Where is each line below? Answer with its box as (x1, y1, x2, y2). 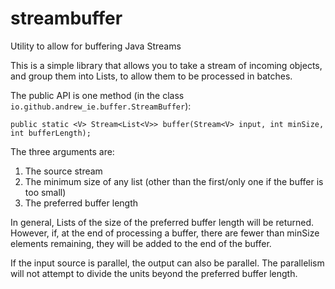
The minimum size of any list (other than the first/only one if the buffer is (24, 175, 324, 187)
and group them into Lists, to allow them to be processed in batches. (10, 70, 293, 82)
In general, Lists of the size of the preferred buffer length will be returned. (10, 216, 315, 228)
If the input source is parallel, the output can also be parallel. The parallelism (10, 257, 325, 269)
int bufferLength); (10, 128, 92, 138)
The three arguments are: (10, 145, 115, 157)
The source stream (24, 165, 103, 177)
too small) (24, 186, 67, 198)
